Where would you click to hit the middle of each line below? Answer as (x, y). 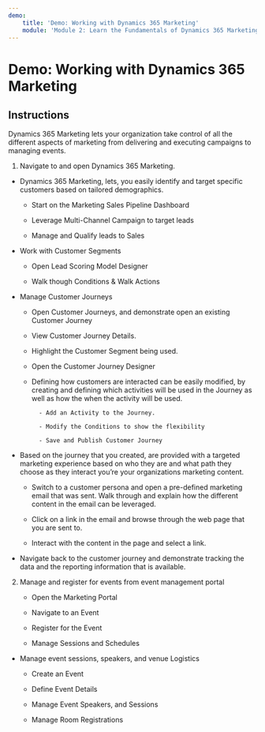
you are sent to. (57, 528)
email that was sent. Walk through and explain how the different (135, 496)
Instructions (39, 115)
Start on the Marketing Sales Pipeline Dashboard (110, 205)
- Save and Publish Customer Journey (101, 441)
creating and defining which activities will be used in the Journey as (142, 390)
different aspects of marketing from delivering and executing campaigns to (130, 142)
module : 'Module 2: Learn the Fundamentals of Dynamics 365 (123, 30)
